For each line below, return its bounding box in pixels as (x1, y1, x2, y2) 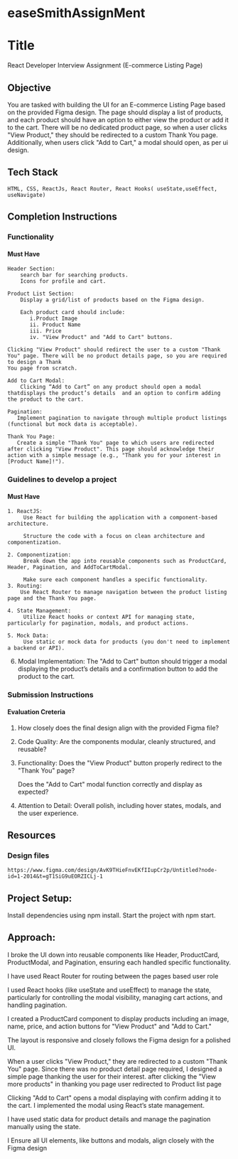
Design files (7, 851, 50, 861)
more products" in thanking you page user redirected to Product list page (7, 1079, 222, 1088)
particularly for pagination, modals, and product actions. (7, 620, 190, 627)
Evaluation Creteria (7, 707, 66, 716)
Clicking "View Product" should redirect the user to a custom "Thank (7, 346, 221, 353)
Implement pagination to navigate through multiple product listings (16, 414, 227, 422)
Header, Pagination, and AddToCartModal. (7, 564, 132, 571)
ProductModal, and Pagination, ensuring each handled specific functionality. (7, 958, 232, 966)
